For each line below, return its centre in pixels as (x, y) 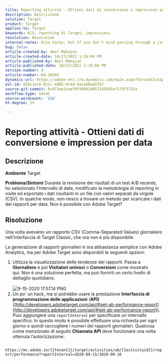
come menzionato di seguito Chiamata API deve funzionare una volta (84, 331)
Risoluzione (24, 220)
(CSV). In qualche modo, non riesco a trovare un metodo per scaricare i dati (83, 199)
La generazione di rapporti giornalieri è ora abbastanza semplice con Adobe (84, 247)
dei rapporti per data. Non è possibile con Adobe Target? (64, 204)
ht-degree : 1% (20, 103)
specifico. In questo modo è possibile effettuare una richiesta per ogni (85, 320)
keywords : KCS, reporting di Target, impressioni (58, 33)
